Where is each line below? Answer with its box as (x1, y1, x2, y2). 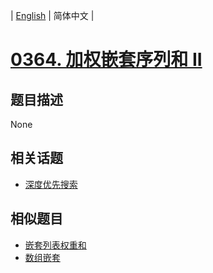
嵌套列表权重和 (24, 239, 87, 251)
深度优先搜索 (24, 178, 78, 190)
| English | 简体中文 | (10, 10, 95, 21)
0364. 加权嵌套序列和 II (10, 49, 203, 71)
